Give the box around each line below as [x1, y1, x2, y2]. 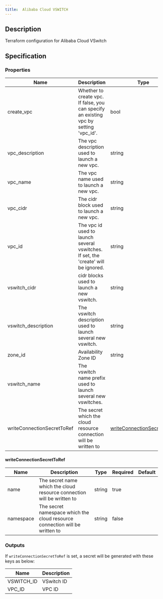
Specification [5, 52, 47, 60]
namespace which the [38, 509, 89, 516]
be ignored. [78, 264, 104, 271]
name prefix [78, 374, 106, 381]
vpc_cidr [7, 205, 28, 211]
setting [78, 124, 94, 130]
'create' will [78, 258, 104, 265]
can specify [78, 105, 105, 112]
